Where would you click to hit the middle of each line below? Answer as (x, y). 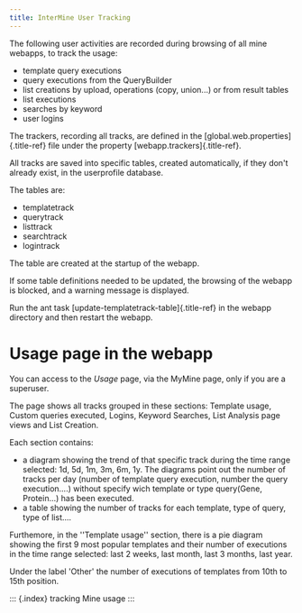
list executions (49, 99)
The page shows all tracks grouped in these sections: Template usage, (141, 406)
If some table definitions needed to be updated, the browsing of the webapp (151, 280)
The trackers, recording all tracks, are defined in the (106, 135)
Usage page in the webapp (111, 353)
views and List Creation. (54, 425)
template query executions (72, 70)
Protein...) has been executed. (78, 498)
